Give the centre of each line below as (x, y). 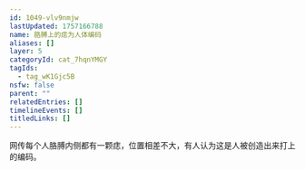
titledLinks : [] (40, 118)
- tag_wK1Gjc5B (46, 77)
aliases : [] (32, 43)
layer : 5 (26, 52)
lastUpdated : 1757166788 (56, 26)
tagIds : (24, 69)
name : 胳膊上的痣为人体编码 (55, 34)
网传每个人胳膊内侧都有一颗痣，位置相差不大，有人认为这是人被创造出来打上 (152, 146)
